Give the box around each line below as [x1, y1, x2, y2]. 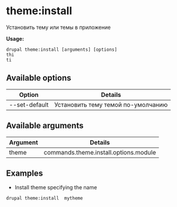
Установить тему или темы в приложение [6, 24, 111, 31]
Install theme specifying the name [14, 184, 97, 191]
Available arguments [6, 121, 84, 131]
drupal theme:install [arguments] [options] [6, 46, 117, 53]
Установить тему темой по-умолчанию [54, 101, 168, 109]
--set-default [9, 101, 49, 109]
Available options [6, 73, 72, 83]
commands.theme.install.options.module [44, 148, 156, 156]
